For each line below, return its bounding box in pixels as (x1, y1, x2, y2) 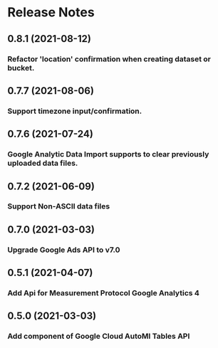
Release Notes (7, 4, 95, 21)
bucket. (7, 63, 35, 73)
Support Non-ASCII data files (7, 201, 110, 211)
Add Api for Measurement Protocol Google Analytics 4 (7, 288, 199, 298)
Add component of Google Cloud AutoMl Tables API (7, 332, 190, 342)
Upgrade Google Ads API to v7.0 (7, 245, 120, 255)
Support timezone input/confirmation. (7, 106, 142, 116)
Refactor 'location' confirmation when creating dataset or (7, 54, 212, 64)
